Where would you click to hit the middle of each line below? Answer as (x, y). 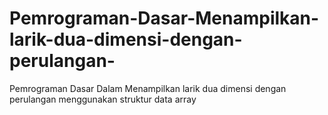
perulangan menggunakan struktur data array (103, 99)
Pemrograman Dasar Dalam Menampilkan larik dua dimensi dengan (148, 88)
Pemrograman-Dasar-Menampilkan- (164, 18)
